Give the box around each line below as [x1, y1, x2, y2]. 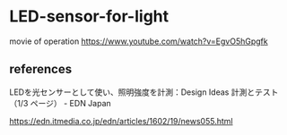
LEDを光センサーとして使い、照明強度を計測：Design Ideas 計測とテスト [9, 87, 279, 97]
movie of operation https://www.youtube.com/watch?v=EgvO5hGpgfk [9, 36, 268, 46]
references [9, 62, 73, 77]
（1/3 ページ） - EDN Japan [9, 97, 112, 108]
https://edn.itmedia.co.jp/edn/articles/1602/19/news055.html [9, 115, 233, 126]
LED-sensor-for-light [9, 6, 170, 27]
